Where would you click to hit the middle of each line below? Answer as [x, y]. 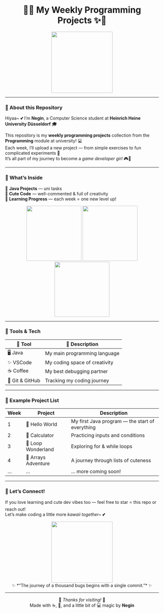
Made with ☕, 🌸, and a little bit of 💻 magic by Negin [82, 605]
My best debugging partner [76, 372]
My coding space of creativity [79, 362]
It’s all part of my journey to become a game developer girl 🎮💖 [68, 159]
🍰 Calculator [40, 435]
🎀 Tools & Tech [23, 331]
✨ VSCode [20, 362]
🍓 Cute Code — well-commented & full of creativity [57, 193]
